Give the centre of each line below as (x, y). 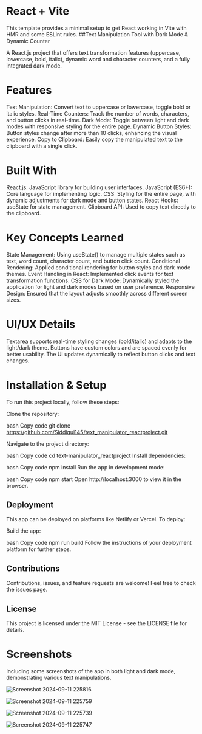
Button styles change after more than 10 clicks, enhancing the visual (92, 133)
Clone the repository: (33, 414)
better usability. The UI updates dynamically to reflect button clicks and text (101, 354)
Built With (32, 171)
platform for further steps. (39, 549)
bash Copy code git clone (39, 425)
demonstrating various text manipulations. (59, 677)
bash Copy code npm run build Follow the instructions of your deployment (99, 543)
